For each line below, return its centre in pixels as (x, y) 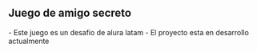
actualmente (29, 41)
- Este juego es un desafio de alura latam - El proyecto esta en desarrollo (129, 32)
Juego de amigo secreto (70, 13)
